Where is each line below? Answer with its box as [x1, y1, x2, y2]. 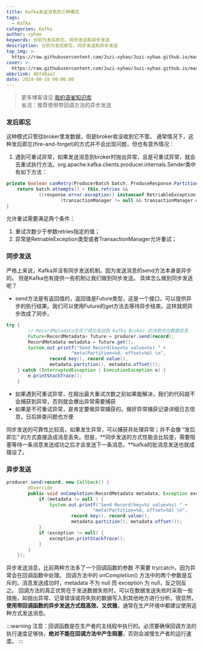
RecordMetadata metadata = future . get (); [28, 339, 134, 345]
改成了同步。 [20, 310, 53, 317]
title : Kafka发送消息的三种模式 [6, 8, 80, 15]
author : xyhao [6, 32, 42, 38]
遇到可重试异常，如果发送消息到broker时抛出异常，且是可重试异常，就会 [14, 153, 196, 161]
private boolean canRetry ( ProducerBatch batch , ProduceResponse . [6, 181, 174, 187]
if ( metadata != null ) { [38, 496, 104, 502]
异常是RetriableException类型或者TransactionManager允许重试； [14, 235, 177, 242]
